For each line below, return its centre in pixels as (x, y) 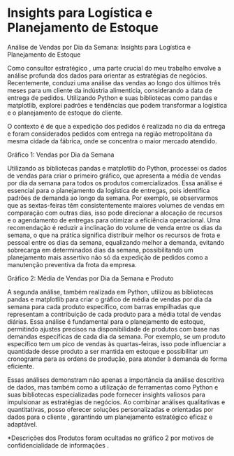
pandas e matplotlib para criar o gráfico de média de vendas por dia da (109, 299)
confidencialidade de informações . (58, 445)
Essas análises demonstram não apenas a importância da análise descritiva (116, 380)
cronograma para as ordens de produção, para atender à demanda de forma (117, 359)
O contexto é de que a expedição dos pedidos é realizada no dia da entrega (116, 126)
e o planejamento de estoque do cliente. (65, 113)
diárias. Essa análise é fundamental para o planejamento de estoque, (106, 321)
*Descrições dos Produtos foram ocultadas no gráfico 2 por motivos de (111, 438)
